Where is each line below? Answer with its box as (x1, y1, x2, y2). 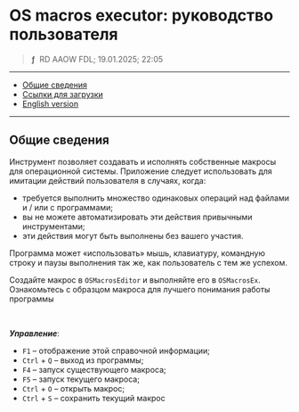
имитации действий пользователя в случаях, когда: (9, 175, 206, 185)
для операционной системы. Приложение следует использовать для (9, 166, 273, 177)
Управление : (9, 327, 61, 339)
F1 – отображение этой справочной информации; (21, 345, 211, 356)
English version (21, 98, 78, 109)
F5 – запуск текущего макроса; (21, 374, 141, 384)
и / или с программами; (21, 202, 114, 212)
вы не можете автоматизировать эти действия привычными (21, 211, 253, 222)
